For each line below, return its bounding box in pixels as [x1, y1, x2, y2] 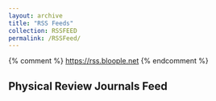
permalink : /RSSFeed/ [8, 34, 81, 42]
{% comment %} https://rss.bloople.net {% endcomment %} [8, 56, 209, 66]
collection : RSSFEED [8, 26, 78, 34]
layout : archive [8, 11, 63, 20]
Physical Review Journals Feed [8, 79, 168, 93]
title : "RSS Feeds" [8, 19, 74, 27]
